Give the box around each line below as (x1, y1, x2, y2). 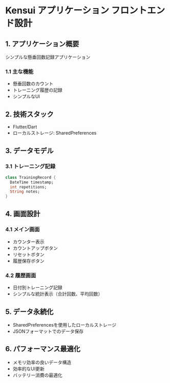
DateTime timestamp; (10, 180, 54, 185)
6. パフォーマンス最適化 (5, 345, 80, 353)
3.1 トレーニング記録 (5, 163, 56, 170)
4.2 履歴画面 (5, 272, 36, 279)
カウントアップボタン (12, 245, 58, 251)
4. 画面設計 (5, 209, 40, 218)
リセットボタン (12, 251, 45, 258)
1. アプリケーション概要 (5, 39, 79, 48)
